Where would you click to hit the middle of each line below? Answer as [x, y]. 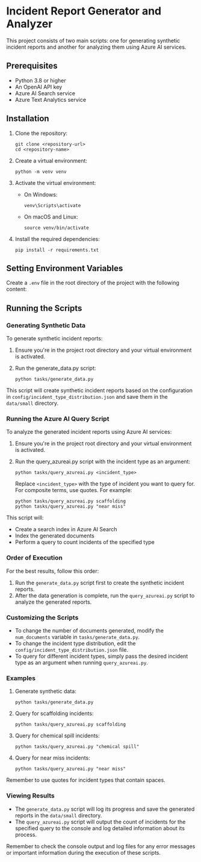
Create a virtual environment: [51, 160]
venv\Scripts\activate [52, 205]
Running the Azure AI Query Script [58, 419]
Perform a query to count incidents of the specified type [85, 542]
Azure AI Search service [45, 93]
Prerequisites [32, 66]
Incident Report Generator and [84, 11]
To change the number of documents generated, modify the [89, 630]
